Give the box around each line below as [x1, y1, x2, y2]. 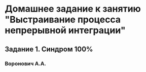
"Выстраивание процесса [5, 14, 121, 25]
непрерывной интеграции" [5, 25, 126, 36]
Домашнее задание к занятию [5, 3, 141, 15]
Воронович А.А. [5, 60, 47, 67]
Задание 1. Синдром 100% [5, 45, 93, 53]
